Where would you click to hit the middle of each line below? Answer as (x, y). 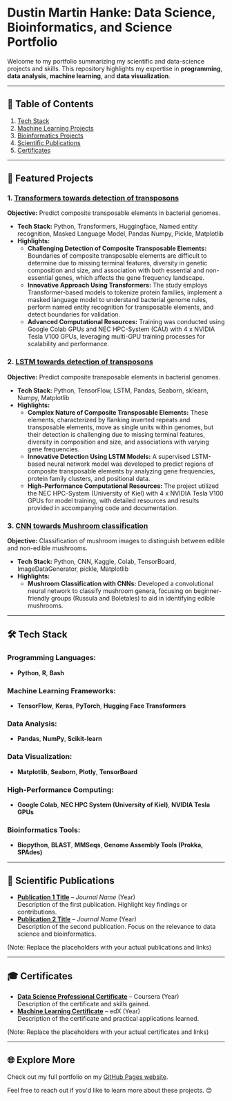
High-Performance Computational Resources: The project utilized (123, 486)
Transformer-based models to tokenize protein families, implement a (125, 292)
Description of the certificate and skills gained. (84, 1004)
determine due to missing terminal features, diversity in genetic (117, 263)
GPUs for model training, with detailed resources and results (113, 500)
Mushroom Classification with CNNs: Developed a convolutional (120, 584)
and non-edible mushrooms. (47, 548)
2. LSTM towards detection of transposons (80, 362)
